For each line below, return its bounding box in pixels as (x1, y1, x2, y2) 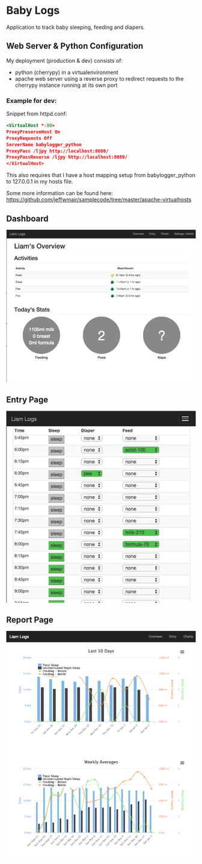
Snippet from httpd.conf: (6, 110, 67, 117)
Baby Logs (6, 4, 60, 17)
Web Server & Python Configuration (6, 41, 144, 51)
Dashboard (6, 213, 49, 223)
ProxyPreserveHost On (6, 129, 61, 135)
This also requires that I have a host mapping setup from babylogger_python (6, 172, 196, 179)
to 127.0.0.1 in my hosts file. (6, 178, 73, 185)
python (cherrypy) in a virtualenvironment (14, 69, 118, 76)
